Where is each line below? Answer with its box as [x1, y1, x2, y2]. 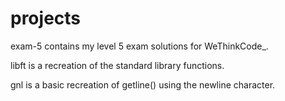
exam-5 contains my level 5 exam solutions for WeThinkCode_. [10, 40, 269, 52]
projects [10, 7, 82, 30]
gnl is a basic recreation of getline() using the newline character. [10, 78, 276, 91]
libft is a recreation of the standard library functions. [10, 59, 225, 71]
